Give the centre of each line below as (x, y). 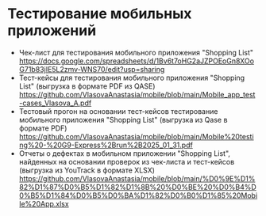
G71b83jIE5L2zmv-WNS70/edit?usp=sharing (92, 69)
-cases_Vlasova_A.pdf (55, 103)
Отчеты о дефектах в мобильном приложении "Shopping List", (125, 153)
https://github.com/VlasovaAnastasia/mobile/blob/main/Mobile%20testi (137, 136)
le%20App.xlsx (44, 203)
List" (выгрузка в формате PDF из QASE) (87, 86)
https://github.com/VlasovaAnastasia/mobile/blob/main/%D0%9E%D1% (137, 178)
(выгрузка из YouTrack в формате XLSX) (87, 170)
